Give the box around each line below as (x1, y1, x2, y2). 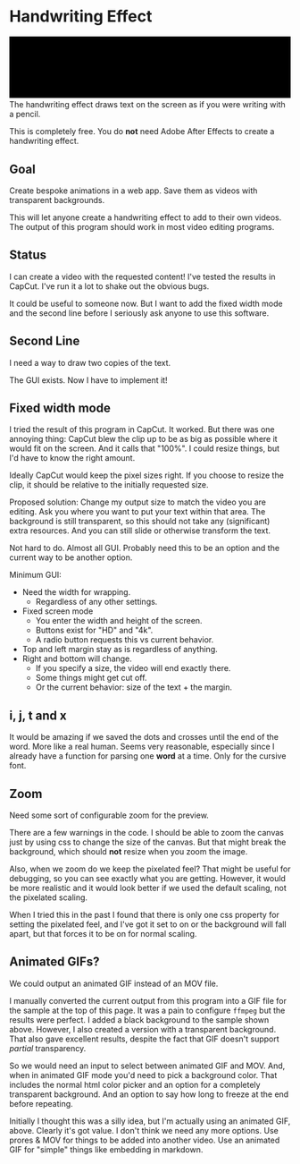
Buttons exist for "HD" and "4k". (35, 624, 154, 636)
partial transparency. (9, 1042, 87, 1053)
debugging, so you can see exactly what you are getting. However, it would (9, 873, 286, 884)
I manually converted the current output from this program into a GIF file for (9, 995, 287, 1006)
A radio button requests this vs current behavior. (35, 634, 214, 645)
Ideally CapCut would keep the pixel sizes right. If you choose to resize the (9, 470, 284, 480)
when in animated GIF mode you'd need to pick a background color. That (9, 1069, 278, 1080)
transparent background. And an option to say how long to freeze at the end (9, 1089, 289, 1100)
